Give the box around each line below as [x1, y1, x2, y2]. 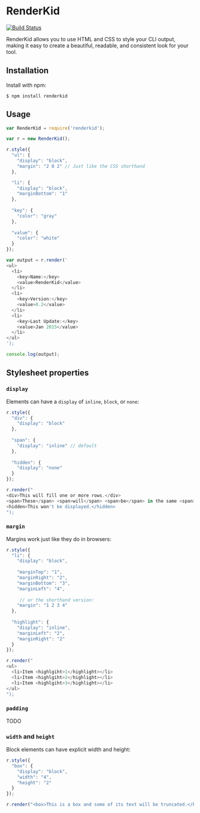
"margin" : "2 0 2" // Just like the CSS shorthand [17, 163, 145, 169]
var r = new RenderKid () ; [6, 136, 70, 142]
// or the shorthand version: [19, 597, 95, 603]
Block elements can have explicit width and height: [6, 746, 131, 753]
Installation [6, 66, 49, 76]
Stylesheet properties [6, 368, 89, 378]
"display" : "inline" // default [17, 442, 97, 449]
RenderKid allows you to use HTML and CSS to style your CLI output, [6, 35, 176, 42]
